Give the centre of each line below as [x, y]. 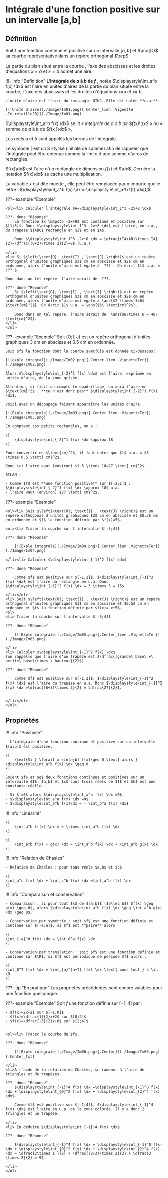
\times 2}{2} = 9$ [24, 1158]
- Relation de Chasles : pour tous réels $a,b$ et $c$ [64, 867]
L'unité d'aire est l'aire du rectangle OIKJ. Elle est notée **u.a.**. [83, 101]
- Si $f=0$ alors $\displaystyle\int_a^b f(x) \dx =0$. [65, 795]
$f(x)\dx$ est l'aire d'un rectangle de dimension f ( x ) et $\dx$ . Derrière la [80, 169]
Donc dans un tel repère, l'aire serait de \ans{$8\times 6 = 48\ [86, 314]
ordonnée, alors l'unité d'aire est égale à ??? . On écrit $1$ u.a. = [83, 266]
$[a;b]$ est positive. [29, 746]
